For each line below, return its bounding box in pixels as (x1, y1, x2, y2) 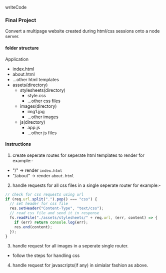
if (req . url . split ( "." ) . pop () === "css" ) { (5, 196, 97, 202)
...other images (27, 114, 58, 120)
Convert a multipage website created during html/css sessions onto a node (5, 28, 160, 34)
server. (5, 34, 20, 40)
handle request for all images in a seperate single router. (12, 243, 129, 249)
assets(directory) (12, 82, 48, 88)
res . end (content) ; (14, 224, 52, 229)
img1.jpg (27, 108, 45, 114)
